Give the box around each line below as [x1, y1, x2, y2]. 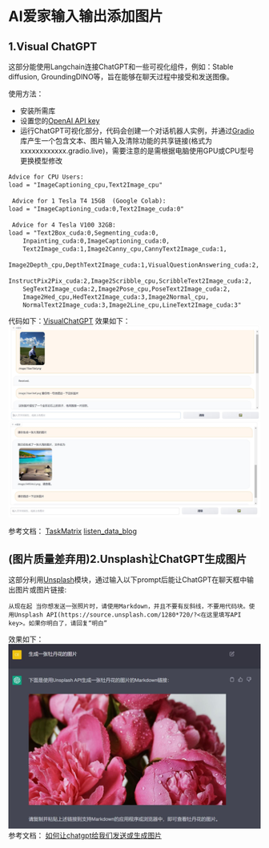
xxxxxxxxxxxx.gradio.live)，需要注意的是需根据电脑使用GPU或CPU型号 [19, 146, 255, 155]
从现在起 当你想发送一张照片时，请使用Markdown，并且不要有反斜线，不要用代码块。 [8, 602, 250, 611]
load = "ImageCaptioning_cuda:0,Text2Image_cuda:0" [8, 205, 184, 213]
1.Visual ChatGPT [8, 39, 98, 53]
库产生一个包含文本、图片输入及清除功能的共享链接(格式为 [19, 136, 212, 145]
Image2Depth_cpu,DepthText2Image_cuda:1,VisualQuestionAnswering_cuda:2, [8, 261, 260, 269]
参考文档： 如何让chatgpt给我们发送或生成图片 [8, 830, 163, 840]
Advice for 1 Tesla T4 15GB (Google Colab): [11, 197, 167, 205]
